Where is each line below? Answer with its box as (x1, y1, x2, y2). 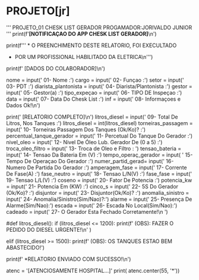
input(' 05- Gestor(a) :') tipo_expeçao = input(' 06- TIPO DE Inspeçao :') (6, 89, 182, 96)
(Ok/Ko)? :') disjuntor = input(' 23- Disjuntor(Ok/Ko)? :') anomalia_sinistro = (6, 189, 189, 196)
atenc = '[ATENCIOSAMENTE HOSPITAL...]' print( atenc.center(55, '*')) (6, 267, 180, 274)
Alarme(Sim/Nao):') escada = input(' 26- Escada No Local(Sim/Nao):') (6, 201, 178, 209)
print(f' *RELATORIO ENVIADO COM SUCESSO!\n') (6, 255, 131, 263)
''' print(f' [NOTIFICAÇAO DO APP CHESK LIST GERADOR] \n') (6, 30, 157, 37)
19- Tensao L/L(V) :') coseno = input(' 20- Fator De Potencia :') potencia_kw (6, 176, 192, 183)
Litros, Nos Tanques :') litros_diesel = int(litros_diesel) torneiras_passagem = (6, 119, 193, 126)
